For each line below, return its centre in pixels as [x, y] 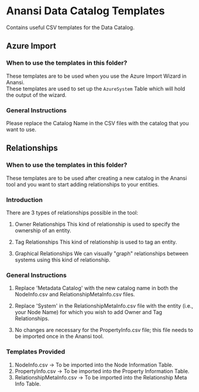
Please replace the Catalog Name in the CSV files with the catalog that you [97, 123]
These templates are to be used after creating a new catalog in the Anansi [97, 178]
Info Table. [28, 384]
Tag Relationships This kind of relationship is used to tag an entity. [96, 242]
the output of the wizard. [37, 95]
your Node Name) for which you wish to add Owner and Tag [88, 312]
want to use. [21, 129]
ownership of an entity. [43, 230]
